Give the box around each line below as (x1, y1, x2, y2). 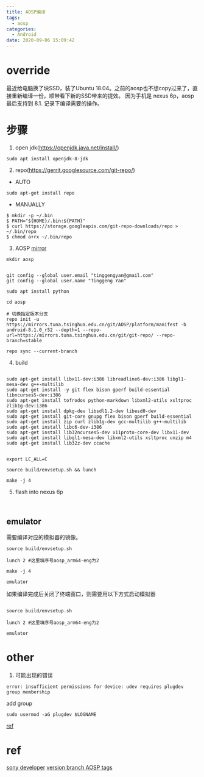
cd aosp (6, 299, 26, 305)
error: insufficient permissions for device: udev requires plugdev (6, 684, 184, 690)
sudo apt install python (6, 288, 69, 295)
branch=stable (6, 337, 43, 343)
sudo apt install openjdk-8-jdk (6, 156, 88, 162)
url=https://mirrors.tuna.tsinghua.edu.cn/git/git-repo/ (6, 332, 154, 338)
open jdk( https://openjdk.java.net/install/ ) (15, 144, 119, 151)
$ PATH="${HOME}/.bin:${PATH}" (6, 218, 86, 224)
